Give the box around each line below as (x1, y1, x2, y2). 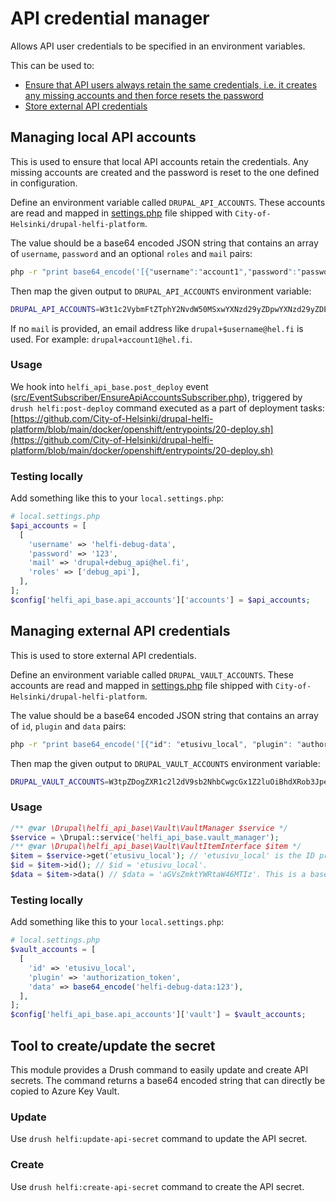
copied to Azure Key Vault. (10, 1085, 120, 1097)
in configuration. (10, 177, 78, 189)
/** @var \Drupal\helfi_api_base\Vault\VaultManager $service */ (10, 823, 288, 833)
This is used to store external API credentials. (10, 649, 197, 661)
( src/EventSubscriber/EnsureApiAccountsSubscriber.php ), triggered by (10, 391, 303, 403)
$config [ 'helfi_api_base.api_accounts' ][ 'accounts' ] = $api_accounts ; (10, 595, 311, 605)
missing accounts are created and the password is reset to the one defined (10, 166, 320, 178)
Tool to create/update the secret (10, 1037, 216, 1054)
